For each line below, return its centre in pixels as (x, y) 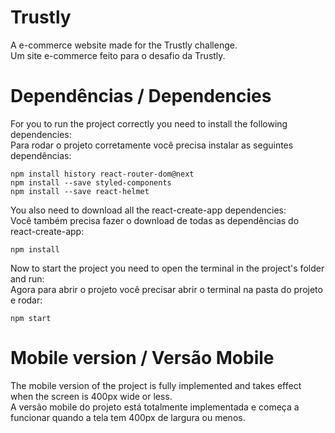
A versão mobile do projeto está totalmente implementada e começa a (155, 407)
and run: (27, 278)
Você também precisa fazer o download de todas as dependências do (155, 220)
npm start (31, 318)
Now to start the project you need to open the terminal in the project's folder (167, 268)
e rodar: (26, 300)
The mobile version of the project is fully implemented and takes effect (156, 385)
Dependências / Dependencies (141, 96)
